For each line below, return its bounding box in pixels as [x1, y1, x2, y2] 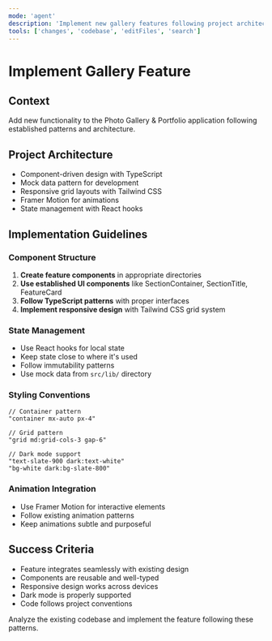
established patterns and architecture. [8, 124, 136, 134]
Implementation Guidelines [8, 227, 148, 241]
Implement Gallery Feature [8, 62, 192, 80]
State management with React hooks [19, 204, 143, 213]
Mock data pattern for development [19, 178, 139, 187]
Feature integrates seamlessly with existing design [19, 564, 189, 574]
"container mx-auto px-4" [8, 415, 96, 423]
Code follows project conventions [19, 598, 133, 609]
